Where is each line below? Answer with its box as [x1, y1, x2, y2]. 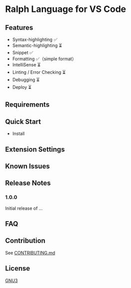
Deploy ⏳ [12, 84, 32, 90]
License [5, 264, 30, 273]
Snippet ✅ [12, 50, 34, 55]
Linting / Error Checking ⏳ [12, 69, 66, 75]
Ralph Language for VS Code [5, 3, 127, 15]
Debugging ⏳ [12, 77, 40, 83]
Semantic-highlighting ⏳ [12, 42, 62, 48]
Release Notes [5, 179, 51, 187]
